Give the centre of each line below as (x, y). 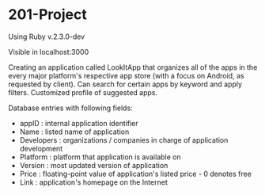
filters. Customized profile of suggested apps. (83, 92)
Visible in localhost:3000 (49, 52)
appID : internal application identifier (79, 123)
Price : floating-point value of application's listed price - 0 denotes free (135, 174)
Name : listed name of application (74, 132)
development (41, 148)
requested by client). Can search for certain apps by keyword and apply (125, 84)
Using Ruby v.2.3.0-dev (47, 36)
